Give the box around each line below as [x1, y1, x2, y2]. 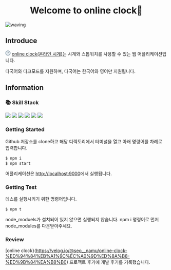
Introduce [5, 36, 37, 45]
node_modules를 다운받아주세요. [5, 223, 72, 229]
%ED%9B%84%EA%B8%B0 [5, 259, 67, 265]
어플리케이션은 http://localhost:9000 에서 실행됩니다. [5, 170, 112, 177]
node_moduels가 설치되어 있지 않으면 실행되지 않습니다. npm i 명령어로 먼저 [5, 217, 159, 223]
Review [5, 236, 24, 243]
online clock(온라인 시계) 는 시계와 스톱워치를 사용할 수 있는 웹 [11, 51, 137, 57]
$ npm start [5, 161, 31, 166]
